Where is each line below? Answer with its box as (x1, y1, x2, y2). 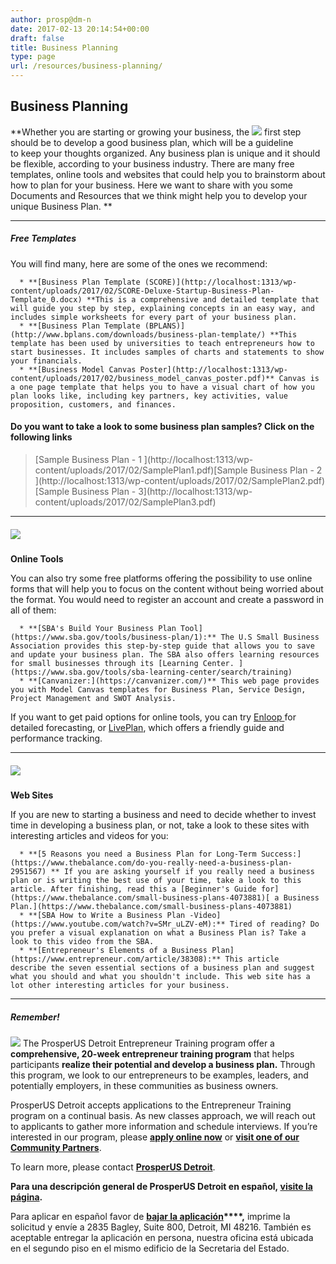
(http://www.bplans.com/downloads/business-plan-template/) (10, 329, 267, 340)
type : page (10, 52, 56, 62)
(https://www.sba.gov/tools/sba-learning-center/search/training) (10, 667, 293, 677)
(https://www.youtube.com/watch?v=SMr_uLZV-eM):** (10, 919, 226, 929)
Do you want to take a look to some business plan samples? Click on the (10, 421, 315, 433)
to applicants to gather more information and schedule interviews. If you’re (10, 1120, 318, 1132)
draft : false (10, 33, 65, 43)
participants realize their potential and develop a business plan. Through (10, 1058, 316, 1070)
